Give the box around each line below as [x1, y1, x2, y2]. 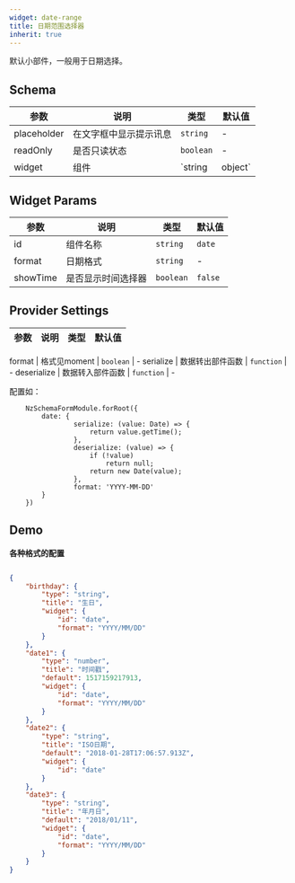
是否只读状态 [73, 145, 127, 157]
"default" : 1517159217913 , [41, 674, 143, 683]
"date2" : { [25, 724, 66, 733]
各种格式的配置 [9, 547, 65, 558]
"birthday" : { [25, 581, 78, 591]
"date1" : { [25, 649, 66, 658]
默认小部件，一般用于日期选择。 [9, 56, 127, 66]
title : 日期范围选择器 [9, 22, 85, 31]
